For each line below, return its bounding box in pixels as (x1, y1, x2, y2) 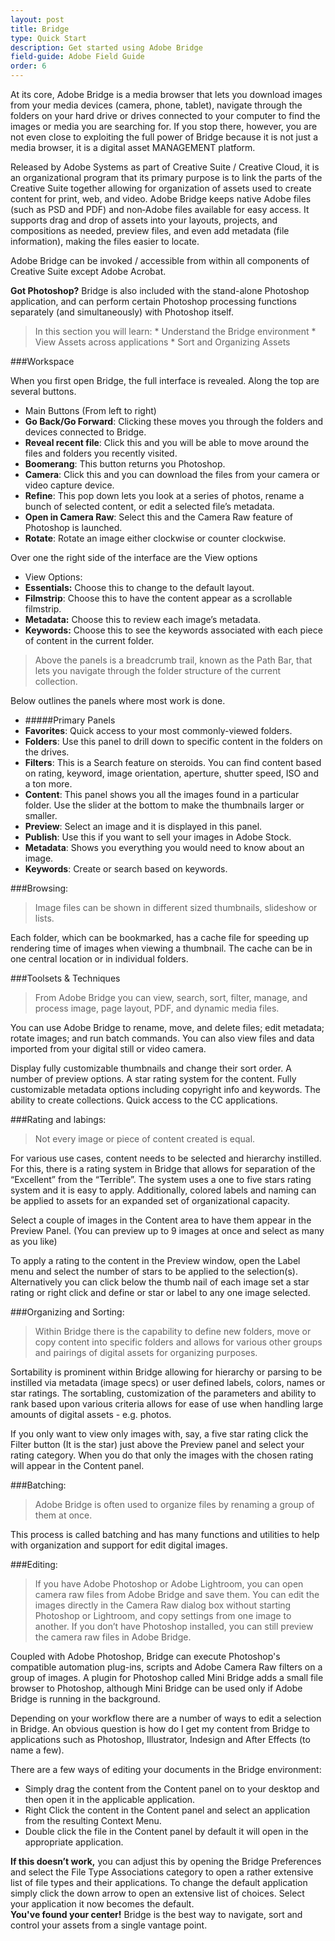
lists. (34, 912, 55, 924)
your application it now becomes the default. (10, 1898, 195, 1910)
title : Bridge (10, 24, 70, 34)
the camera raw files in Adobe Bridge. (34, 1631, 192, 1643)
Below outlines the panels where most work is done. (10, 695, 226, 706)
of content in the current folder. (24, 635, 155, 646)
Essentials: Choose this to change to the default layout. (24, 582, 255, 593)
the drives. (24, 746, 70, 758)
